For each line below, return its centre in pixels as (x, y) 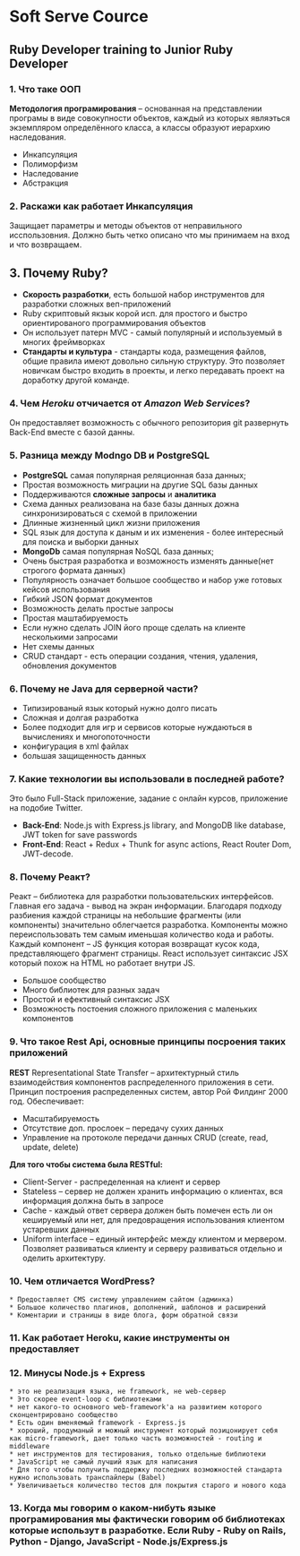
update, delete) (50, 1147)
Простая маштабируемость (75, 618)
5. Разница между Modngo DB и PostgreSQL (110, 456)
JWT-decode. (47, 854)
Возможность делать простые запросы (98, 608)
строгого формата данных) (74, 570)
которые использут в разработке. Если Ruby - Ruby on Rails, (148, 1531)
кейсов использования (66, 589)
